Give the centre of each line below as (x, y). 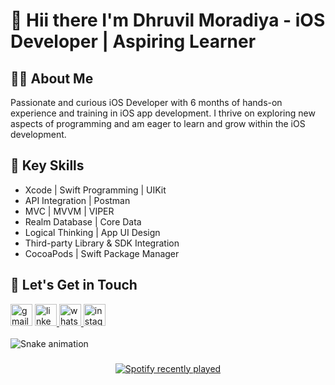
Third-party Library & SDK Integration (102, 243)
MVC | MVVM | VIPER (69, 211)
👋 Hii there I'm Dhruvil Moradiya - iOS (168, 20)
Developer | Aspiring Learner (133, 41)
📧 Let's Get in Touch (74, 285)
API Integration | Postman (77, 200)
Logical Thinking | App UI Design (92, 232)
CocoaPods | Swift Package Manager (102, 253)
